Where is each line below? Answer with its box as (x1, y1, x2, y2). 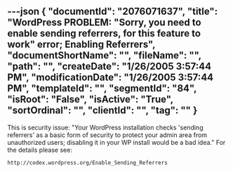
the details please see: (7, 146, 72, 154)
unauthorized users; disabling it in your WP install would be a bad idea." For (7, 138, 226, 146)
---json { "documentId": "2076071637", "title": (7, 6, 218, 18)
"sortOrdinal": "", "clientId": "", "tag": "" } (7, 105, 198, 117)
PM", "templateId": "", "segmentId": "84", (7, 82, 197, 94)
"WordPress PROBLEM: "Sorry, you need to (7, 17, 201, 29)
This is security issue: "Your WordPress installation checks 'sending (7, 123, 204, 132)
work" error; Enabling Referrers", (7, 39, 156, 51)
